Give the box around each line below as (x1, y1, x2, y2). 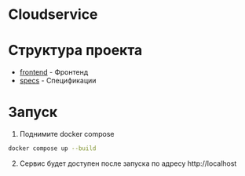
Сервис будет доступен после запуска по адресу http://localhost (19, 159, 237, 168)
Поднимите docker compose (19, 130, 115, 139)
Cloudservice (8, 5, 98, 24)
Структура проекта (8, 42, 143, 60)
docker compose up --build (8, 145, 97, 152)
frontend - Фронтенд (19, 68, 89, 77)
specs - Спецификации (19, 76, 97, 86)
